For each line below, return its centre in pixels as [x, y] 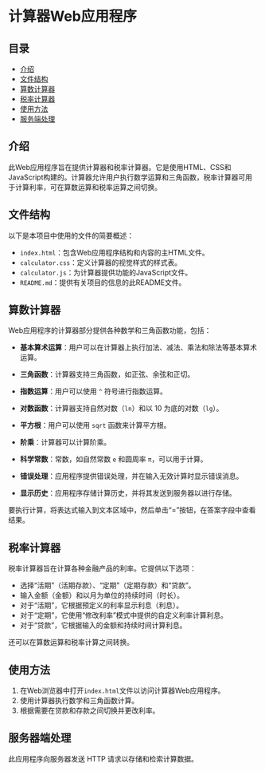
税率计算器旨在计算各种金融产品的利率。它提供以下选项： [102, 568]
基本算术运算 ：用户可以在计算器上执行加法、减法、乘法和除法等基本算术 [138, 347]
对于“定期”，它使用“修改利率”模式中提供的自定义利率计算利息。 [124, 615]
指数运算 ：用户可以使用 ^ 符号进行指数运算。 [93, 391]
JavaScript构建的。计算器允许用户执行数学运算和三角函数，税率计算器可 [127, 177]
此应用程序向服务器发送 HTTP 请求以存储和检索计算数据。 [103, 758]
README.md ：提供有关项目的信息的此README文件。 [103, 282]
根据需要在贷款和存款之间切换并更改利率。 [90, 710]
